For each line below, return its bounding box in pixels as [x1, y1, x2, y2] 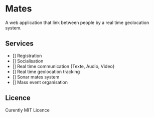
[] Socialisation [12, 58, 44, 64]
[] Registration [12, 52, 42, 58]
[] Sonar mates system [12, 73, 60, 80]
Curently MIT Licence [5, 107, 50, 113]
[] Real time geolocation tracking [12, 68, 80, 74]
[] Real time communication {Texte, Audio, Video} [12, 63, 115, 69]
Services [5, 39, 34, 48]
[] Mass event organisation [12, 79, 68, 85]
